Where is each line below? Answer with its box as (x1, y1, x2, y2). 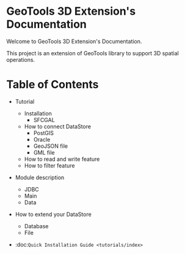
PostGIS (33, 129, 54, 136)
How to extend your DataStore (15, 210, 92, 218)
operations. (6, 56, 35, 63)
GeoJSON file (33, 142, 68, 150)
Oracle (33, 136, 51, 143)
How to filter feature (24, 161, 75, 169)
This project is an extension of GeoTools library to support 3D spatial (6, 49, 179, 56)
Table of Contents (6, 78, 99, 91)
